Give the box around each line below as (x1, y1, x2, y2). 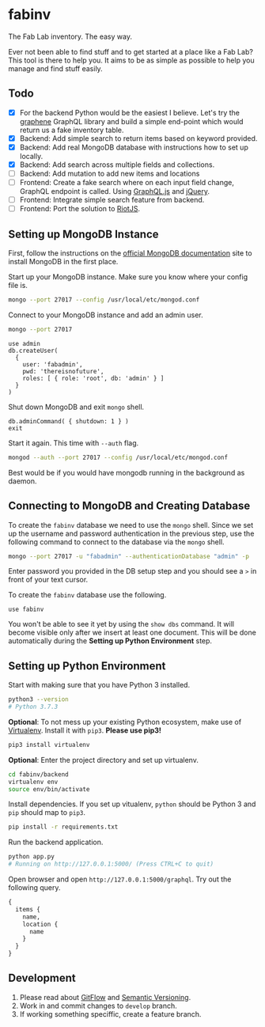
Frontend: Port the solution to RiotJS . (19, 204, 141, 214)
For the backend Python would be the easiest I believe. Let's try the (19, 108, 240, 117)
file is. (8, 281, 28, 290)
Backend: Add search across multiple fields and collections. (19, 160, 215, 169)
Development (8, 972, 77, 985)
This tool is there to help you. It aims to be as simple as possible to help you (8, 55, 255, 65)
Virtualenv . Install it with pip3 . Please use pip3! (8, 726, 162, 735)
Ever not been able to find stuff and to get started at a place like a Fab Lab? (8, 47, 253, 56)
